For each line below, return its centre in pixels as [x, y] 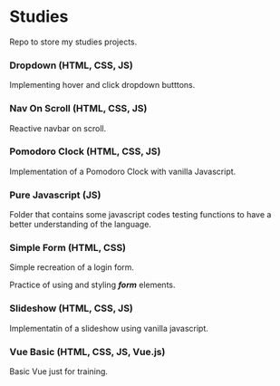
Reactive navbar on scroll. [58, 128]
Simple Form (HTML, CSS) [68, 248]
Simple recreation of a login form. [72, 267]
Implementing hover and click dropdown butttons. [102, 85]
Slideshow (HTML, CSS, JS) [72, 308]
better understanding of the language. [81, 225]
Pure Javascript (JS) [55, 195]
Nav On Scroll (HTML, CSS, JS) [78, 109]
